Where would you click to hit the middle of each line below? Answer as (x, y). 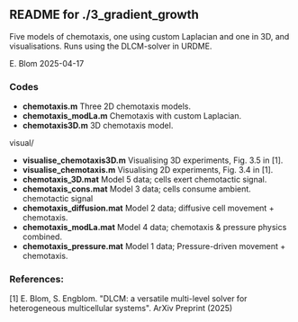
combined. (42, 237)
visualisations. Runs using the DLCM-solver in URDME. (111, 46)
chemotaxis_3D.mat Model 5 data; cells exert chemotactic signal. (144, 180)
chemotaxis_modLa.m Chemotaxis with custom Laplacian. (131, 116)
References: (37, 280)
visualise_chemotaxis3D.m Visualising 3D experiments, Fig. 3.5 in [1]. (153, 160)
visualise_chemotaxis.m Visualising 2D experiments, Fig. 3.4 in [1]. (148, 170)
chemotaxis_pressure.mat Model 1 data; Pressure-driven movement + (154, 246)
